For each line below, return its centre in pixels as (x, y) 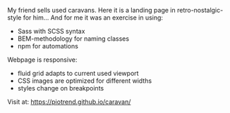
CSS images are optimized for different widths (85, 81)
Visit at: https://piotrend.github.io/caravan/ (69, 102)
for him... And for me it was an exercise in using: (93, 18)
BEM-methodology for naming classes (73, 39)
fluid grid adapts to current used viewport (78, 73)
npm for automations (48, 46)
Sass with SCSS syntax (51, 31)
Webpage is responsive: (42, 60)
